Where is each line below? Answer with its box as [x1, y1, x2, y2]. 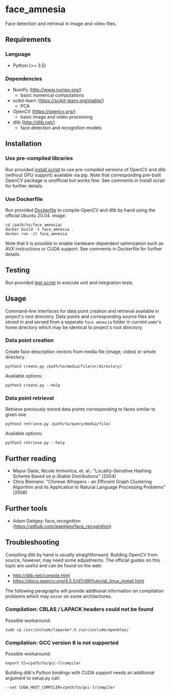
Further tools [5, 504, 47, 513]
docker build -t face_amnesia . [5, 226, 74, 232]
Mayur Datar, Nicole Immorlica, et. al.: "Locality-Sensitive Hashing [12, 468, 152, 474]
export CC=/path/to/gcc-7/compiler [5, 661, 81, 666]
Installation [5, 140, 42, 148]
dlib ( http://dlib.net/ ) [12, 119, 56, 125]
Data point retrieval [5, 395, 54, 402]
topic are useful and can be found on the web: [5, 562, 103, 568]
